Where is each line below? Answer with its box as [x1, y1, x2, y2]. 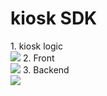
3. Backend [22, 63, 70, 76]
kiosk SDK [10, 7, 98, 30]
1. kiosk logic [10, 40, 63, 52]
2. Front [22, 52, 55, 64]
